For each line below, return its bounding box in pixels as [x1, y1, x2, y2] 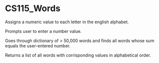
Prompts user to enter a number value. [5, 28, 82, 34]
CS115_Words [5, 3, 60, 14]
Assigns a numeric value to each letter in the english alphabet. [5, 19, 129, 25]
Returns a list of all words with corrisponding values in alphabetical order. [5, 52, 151, 58]
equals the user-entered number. [5, 43, 71, 48]
